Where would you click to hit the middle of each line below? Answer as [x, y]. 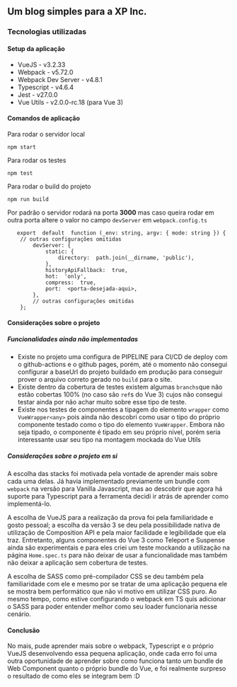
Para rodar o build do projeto [49, 186]
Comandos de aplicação [44, 118]
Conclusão [24, 630]
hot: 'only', [66, 276]
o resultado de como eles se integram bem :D [74, 676]
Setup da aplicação [36, 48]
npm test [20, 173]
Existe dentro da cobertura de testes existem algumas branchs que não [120, 387]
